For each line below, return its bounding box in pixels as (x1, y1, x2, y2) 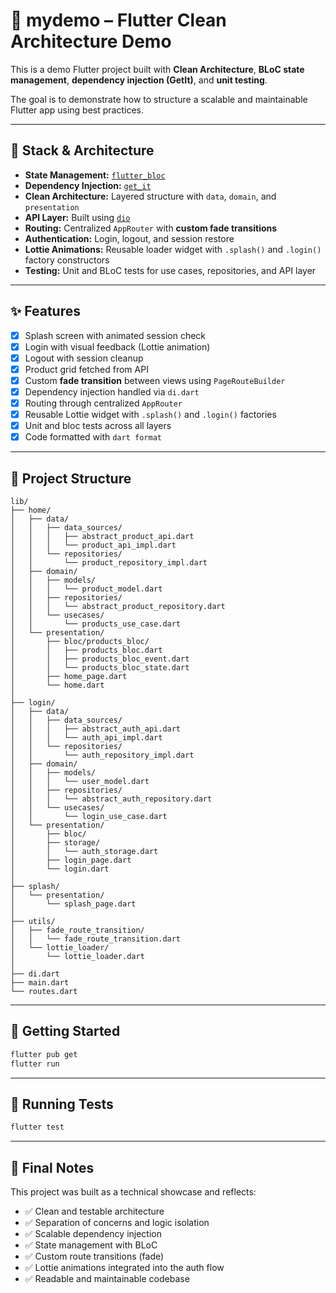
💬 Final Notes (10, 1159, 95, 1176)
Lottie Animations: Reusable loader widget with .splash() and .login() (24, 243, 322, 255)
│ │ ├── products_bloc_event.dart (10, 654, 190, 664)
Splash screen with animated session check (24, 329, 207, 341)
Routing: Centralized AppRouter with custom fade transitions (24, 222, 278, 234)
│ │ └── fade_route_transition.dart (10, 934, 182, 944)
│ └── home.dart (10, 680, 105, 690)
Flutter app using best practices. (10, 104, 145, 116)
